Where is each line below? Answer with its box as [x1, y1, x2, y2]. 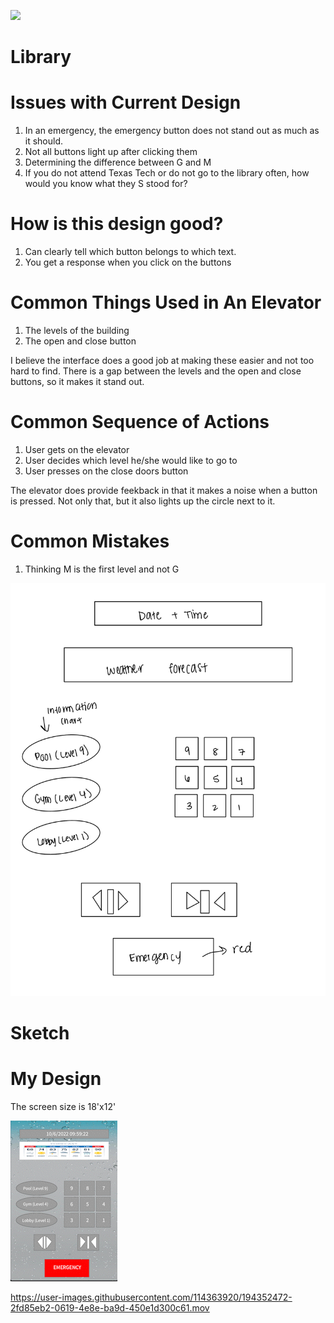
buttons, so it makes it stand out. [10, 376, 145, 387]
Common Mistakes [10, 530, 170, 553]
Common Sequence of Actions [10, 411, 270, 434]
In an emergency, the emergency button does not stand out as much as [24, 125, 320, 137]
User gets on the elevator [24, 443, 130, 455]
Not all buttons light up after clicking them [24, 146, 198, 158]
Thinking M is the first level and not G [24, 563, 180, 575]
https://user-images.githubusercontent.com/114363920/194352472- [10, 1291, 293, 1303]
